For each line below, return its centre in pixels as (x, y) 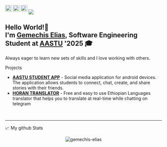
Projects (14, 68)
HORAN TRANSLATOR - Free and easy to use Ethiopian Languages (81, 93)
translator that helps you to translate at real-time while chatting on (80, 98)
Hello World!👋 (27, 28)
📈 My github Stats (24, 128)
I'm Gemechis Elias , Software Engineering (71, 35)
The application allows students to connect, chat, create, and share (81, 82)
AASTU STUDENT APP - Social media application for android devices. (84, 77)
